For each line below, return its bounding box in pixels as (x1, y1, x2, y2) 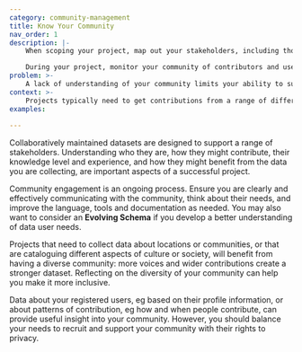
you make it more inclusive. (9, 277, 111, 288)
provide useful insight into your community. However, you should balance (9, 313, 281, 324)
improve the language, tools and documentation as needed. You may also (9, 203, 281, 214)
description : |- (9, 38, 70, 48)
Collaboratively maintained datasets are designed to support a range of (9, 137, 273, 148)
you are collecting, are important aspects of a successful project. (9, 166, 251, 177)
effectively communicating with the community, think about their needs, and (9, 193, 291, 204)
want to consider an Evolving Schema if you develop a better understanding (9, 212, 293, 223)
